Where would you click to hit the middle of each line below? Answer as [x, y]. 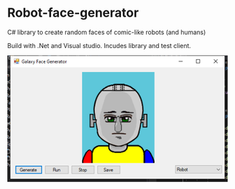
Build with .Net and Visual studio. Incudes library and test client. [99, 45]
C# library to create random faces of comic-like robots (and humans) [107, 32]
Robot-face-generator [73, 13]
